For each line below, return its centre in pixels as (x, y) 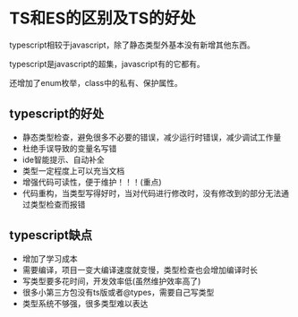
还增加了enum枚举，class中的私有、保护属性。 (96, 82)
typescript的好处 (57, 114)
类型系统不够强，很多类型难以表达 (85, 303)
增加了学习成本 (50, 258)
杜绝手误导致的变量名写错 (69, 148)
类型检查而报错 (58, 204)
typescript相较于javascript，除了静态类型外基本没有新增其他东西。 (132, 45)
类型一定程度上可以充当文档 (73, 170)
